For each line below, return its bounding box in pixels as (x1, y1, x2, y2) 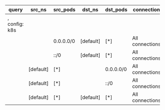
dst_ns (82, 6, 99, 13)
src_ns (30, 6, 47, 13)
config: (7, 21, 24, 27)
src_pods (53, 6, 76, 13)
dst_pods (105, 6, 128, 13)
